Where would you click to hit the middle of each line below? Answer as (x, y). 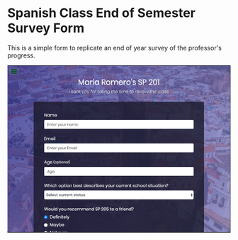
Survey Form (46, 28)
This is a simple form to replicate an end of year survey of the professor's (114, 48)
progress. (21, 55)
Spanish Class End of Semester (102, 13)
